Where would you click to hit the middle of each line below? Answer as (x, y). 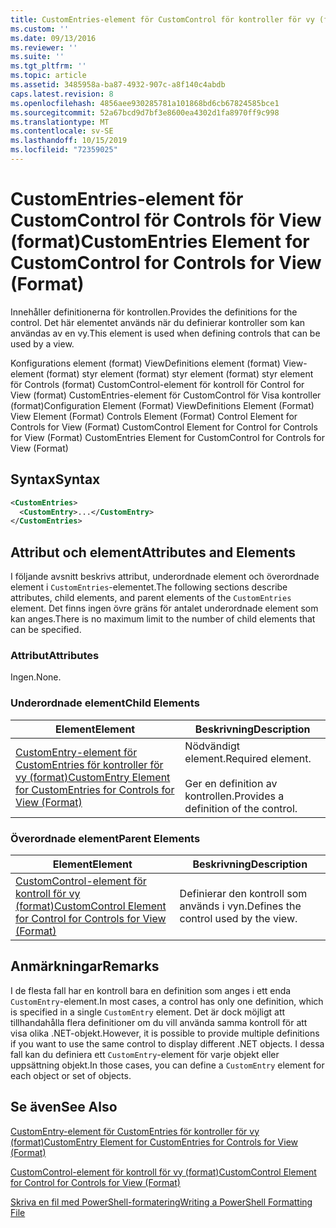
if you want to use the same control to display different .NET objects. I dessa (167, 1043)
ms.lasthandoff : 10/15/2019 (69, 141)
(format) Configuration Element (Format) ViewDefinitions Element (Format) (162, 405)
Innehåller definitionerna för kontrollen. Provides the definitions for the (154, 312)
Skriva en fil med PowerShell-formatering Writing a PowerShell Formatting (161, 1202)
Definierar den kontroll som (243, 893)
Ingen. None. (36, 677)
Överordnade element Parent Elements (105, 838)
